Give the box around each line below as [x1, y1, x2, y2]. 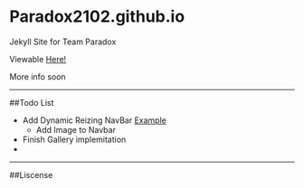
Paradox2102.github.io [9, 6, 185, 27]
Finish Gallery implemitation [22, 134, 127, 145]
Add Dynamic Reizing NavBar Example [22, 115, 167, 126]
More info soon [9, 70, 66, 82]
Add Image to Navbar [35, 124, 116, 135]
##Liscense [9, 169, 53, 180]
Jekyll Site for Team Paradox [9, 36, 117, 47]
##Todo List [9, 97, 54, 108]
